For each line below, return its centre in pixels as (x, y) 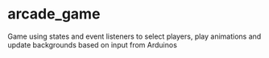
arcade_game (54, 14)
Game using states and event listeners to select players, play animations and (134, 36)
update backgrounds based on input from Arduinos (93, 44)
